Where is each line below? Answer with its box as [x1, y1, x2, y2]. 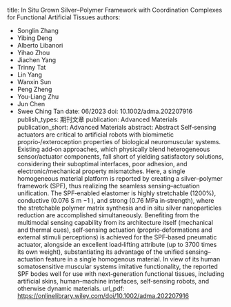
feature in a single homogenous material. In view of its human [45, 255, 221, 263]
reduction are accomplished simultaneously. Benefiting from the [17, 211, 200, 219]
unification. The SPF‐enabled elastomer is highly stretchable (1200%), [17, 189, 216, 197]
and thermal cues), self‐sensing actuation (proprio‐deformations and [17, 226, 212, 234]
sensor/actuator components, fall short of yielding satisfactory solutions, [17, 152, 224, 161]
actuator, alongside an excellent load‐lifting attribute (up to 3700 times [17, 241, 217, 248]
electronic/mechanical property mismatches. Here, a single [17, 167, 185, 175]
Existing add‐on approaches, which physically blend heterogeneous [17, 145, 210, 153]
